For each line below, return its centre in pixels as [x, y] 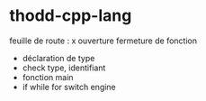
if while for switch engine [69, 87]
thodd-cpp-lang [71, 16]
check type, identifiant [64, 68]
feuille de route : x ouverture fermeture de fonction [103, 41]
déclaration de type [58, 58]
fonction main [48, 77]
